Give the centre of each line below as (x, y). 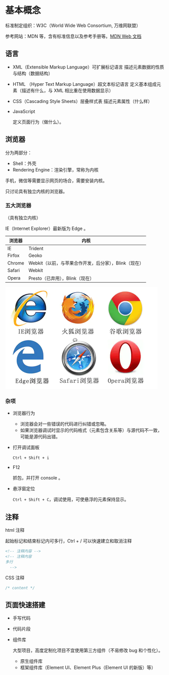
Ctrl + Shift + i (31, 458)
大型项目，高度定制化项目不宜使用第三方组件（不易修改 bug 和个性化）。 (88, 651)
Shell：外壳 (25, 163)
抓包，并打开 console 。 (38, 478)
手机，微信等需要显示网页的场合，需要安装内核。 (56, 180)
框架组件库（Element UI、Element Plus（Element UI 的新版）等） (88, 667)
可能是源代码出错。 (40, 436)
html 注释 (15, 530)
